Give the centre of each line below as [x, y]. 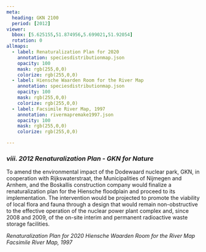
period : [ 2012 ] [31, 23]
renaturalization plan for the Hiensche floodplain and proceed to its [91, 191]
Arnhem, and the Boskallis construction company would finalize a [89, 185]
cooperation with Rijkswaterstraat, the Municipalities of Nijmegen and [94, 178]
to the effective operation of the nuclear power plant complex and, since [97, 211]
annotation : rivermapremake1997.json [66, 115]
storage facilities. [28, 224]
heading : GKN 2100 [36, 18]
